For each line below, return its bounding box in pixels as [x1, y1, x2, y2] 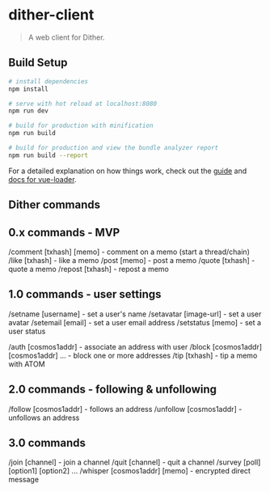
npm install [8, 85, 49, 93]
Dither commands [8, 198, 101, 212]
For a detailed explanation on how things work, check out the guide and [8, 166, 247, 176]
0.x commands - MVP [8, 225, 120, 240]
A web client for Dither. [27, 32, 105, 42]
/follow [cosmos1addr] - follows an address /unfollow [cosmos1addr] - [8, 404, 243, 414]
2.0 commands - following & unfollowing [8, 383, 217, 397]
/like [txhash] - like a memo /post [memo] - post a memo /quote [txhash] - [8, 255, 255, 265]
